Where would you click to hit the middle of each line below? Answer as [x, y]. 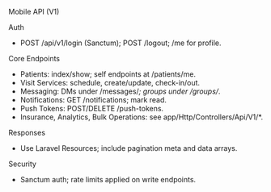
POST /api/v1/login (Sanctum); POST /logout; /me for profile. [121, 43]
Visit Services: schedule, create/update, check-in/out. [110, 83]
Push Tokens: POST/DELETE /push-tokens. [92, 109]
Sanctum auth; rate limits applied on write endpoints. [108, 179]
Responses [27, 133]
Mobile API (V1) [34, 12]
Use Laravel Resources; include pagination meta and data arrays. [129, 148]
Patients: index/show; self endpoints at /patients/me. [108, 74]
